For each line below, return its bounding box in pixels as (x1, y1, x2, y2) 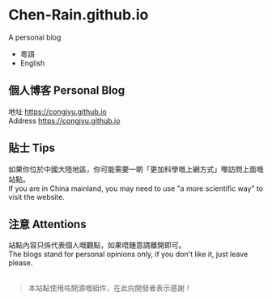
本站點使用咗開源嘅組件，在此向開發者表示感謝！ (28, 283, 192, 293)
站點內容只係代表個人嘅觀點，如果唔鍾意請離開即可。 (8, 240, 186, 250)
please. (8, 258, 33, 268)
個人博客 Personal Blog (8, 83, 125, 98)
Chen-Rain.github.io (8, 6, 149, 24)
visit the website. (8, 192, 65, 201)
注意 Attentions (8, 217, 87, 231)
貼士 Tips (8, 142, 55, 155)
